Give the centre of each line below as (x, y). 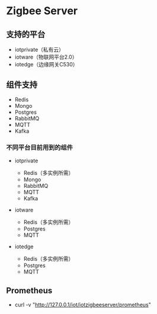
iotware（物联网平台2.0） (46, 57)
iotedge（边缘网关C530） (46, 64)
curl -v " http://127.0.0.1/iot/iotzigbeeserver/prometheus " (83, 305)
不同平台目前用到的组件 (39, 148)
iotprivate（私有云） (39, 49)
